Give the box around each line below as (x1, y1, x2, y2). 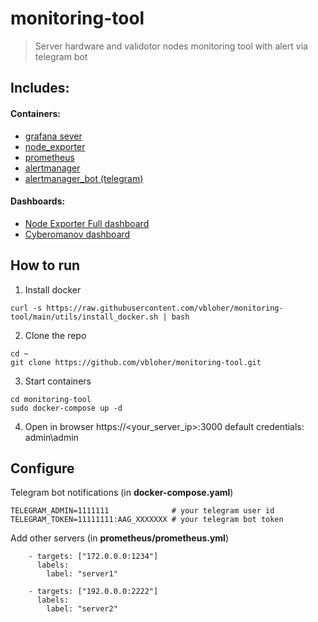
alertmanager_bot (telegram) (24, 172, 144, 184)
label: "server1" (46, 569, 118, 579)
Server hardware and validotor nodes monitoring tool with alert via (34, 40, 308, 52)
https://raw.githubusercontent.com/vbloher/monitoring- (46, 303, 284, 313)
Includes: (10, 80, 70, 97)
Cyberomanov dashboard (24, 228, 131, 240)
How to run (10, 257, 81, 274)
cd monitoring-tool (10, 394, 92, 404)
